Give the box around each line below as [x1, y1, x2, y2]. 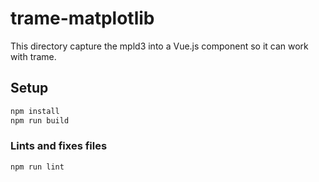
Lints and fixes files [10, 139, 108, 153]
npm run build [10, 115, 70, 126]
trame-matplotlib [10, 7, 155, 30]
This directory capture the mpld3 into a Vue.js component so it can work [10, 40, 309, 52]
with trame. [10, 50, 57, 62]
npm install [10, 106, 60, 116]
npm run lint [10, 162, 65, 172]
